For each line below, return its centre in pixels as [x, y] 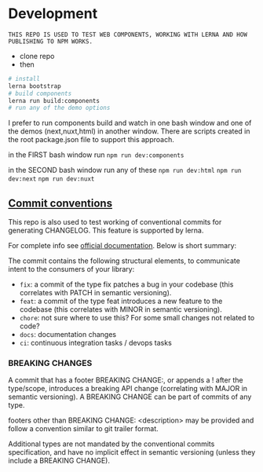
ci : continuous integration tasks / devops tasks [96, 343]
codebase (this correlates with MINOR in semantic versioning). [121, 309]
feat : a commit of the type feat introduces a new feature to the [121, 301]
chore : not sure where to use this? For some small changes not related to [137, 318]
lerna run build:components [54, 101]
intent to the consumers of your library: [71, 269]
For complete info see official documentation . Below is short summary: [122, 246]
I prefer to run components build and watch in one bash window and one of [130, 123]
